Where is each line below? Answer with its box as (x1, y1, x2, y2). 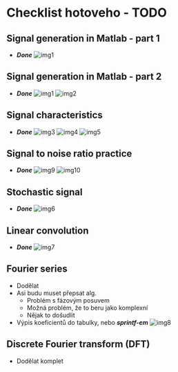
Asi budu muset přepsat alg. (16, 289, 97, 297)
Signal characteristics (6, 109, 103, 121)
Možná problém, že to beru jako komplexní (26, 303, 148, 312)
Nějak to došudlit (26, 310, 75, 319)
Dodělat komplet (16, 357, 63, 365)
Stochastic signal (6, 186, 83, 198)
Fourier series (6, 263, 68, 275)
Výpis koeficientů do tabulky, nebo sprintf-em (16, 318, 149, 326)
